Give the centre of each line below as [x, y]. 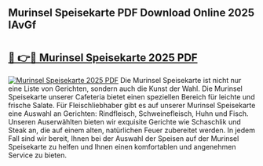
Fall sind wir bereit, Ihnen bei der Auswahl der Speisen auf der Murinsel [124, 139]
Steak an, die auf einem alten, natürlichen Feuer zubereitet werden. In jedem [131, 130]
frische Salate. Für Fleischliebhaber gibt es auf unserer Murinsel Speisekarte [132, 105]
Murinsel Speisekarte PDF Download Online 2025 [131, 13]
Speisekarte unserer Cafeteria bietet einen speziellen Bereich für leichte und [131, 97]
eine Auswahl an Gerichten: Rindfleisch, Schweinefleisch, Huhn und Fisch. [128, 114]
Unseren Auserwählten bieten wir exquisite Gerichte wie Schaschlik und [124, 122]
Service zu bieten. [37, 155]
